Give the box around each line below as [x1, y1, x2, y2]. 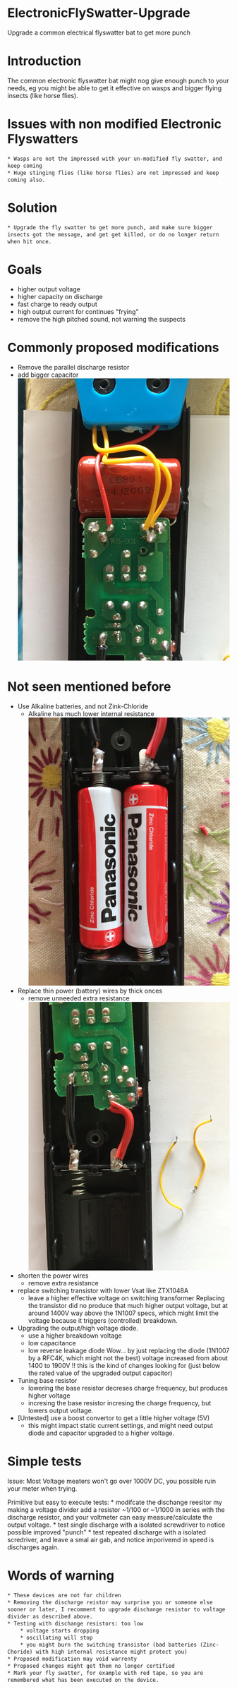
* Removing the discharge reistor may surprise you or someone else [7, 1599, 213, 1606]
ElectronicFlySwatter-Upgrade [7, 5, 190, 21]
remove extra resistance [28, 1278, 99, 1287]
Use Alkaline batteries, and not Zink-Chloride [17, 702, 149, 710]
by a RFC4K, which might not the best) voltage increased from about [28, 1353, 228, 1362]
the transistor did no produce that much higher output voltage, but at [28, 1301, 228, 1309]
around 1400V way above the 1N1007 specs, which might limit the [28, 1309, 219, 1317]
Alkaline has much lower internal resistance [28, 709, 155, 718]
